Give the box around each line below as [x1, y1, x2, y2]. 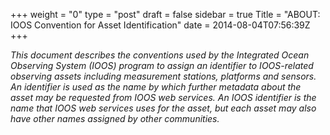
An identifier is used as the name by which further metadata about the [10, 81, 302, 93]
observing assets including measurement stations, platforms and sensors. [10, 70, 317, 82]
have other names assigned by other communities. [10, 113, 220, 124]
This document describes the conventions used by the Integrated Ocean [10, 49, 310, 61]
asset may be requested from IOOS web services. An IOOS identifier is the [10, 92, 317, 103]
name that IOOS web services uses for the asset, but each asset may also [10, 102, 317, 114]
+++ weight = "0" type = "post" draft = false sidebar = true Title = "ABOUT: [10, 9, 321, 20]
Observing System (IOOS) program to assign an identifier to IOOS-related [10, 60, 314, 71]
